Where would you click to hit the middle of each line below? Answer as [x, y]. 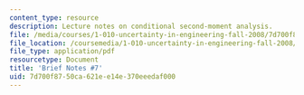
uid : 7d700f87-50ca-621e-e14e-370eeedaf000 [93, 77]
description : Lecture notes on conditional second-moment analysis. [141, 26]
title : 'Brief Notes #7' [56, 69]
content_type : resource [54, 18]
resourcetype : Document [54, 60]
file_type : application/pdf [62, 52]
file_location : [38, 43]
